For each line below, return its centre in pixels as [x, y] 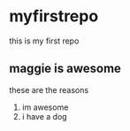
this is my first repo [44, 41]
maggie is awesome [65, 69]
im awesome [45, 107]
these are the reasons [49, 89]
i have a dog [45, 116]
